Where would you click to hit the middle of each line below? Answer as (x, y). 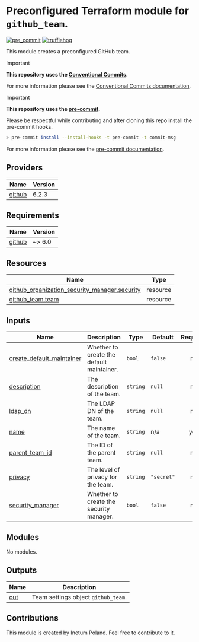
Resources (26, 263)
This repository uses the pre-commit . (53, 109)
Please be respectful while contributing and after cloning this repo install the (99, 120)
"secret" (163, 477)
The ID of (100, 445)
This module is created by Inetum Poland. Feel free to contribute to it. (91, 633)
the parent (101, 453)
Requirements (33, 216)
